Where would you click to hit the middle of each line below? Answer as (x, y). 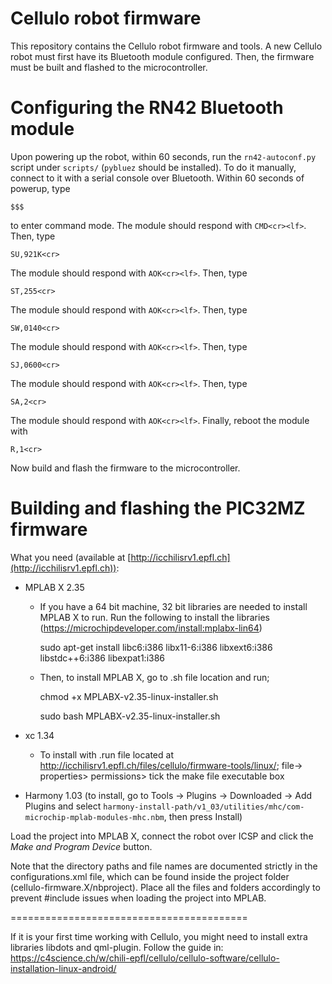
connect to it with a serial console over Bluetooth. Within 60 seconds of (157, 178)
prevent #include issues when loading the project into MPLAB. (138, 898)
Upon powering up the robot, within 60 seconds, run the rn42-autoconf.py (163, 156)
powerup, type (40, 188)
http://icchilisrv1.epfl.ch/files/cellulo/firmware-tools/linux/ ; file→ (171, 765)
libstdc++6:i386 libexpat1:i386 (102, 658)
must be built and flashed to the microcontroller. (109, 67)
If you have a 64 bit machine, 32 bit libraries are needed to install (173, 606)
